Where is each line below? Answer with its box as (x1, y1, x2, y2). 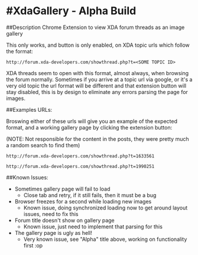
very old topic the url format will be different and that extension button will (6, 82, 187, 89)
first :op (23, 241, 43, 249)
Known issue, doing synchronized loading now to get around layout (23, 204, 188, 211)
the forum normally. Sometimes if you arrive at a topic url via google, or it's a (6, 76, 193, 83)
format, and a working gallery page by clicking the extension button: (6, 124, 173, 131)
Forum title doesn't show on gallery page (14, 217, 115, 224)
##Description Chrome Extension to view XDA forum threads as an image (6, 24, 185, 31)
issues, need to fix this (23, 210, 79, 217)
